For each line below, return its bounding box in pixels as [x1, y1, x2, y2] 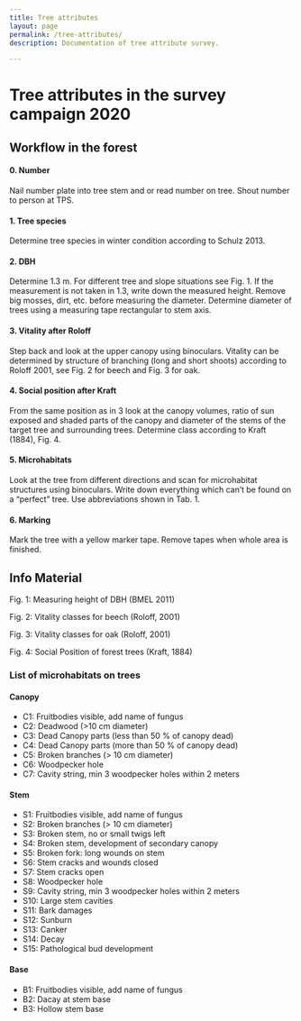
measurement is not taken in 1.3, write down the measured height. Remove [9, 286, 287, 296]
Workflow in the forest [9, 140, 138, 155]
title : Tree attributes [9, 13, 99, 23]
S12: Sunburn [22, 915, 73, 925]
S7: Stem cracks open [22, 867, 105, 878]
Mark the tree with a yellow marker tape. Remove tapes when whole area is [9, 534, 288, 545]
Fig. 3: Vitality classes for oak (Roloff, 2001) [9, 629, 171, 640]
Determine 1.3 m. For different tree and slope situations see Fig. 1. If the [9, 276, 274, 287]
